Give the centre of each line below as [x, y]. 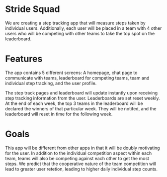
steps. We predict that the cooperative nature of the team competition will [81, 164]
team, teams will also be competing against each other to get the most [77, 158]
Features [24, 59]
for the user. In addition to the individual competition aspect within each [79, 153]
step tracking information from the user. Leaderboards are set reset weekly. [83, 98]
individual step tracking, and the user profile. [51, 83]
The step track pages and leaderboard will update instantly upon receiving [82, 92]
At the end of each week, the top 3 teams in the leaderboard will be [74, 103]
